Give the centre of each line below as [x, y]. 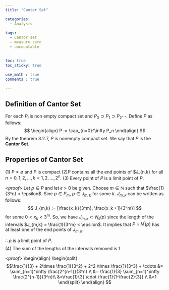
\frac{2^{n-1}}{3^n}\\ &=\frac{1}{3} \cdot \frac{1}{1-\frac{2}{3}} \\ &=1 [85, 277]
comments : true [22, 79]
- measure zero [26, 42]
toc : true [16, 61]
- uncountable [24, 47]
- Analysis [21, 24]
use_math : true [22, 74]
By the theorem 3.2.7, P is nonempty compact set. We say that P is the [78, 138]
